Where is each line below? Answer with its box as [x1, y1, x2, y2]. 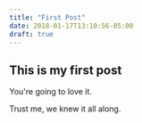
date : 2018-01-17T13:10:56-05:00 [9, 21, 134, 30]
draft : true [9, 29, 54, 38]
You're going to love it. [9, 86, 92, 97]
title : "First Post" [9, 12, 87, 22]
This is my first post [9, 62, 122, 78]
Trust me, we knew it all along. [9, 103, 121, 114]
